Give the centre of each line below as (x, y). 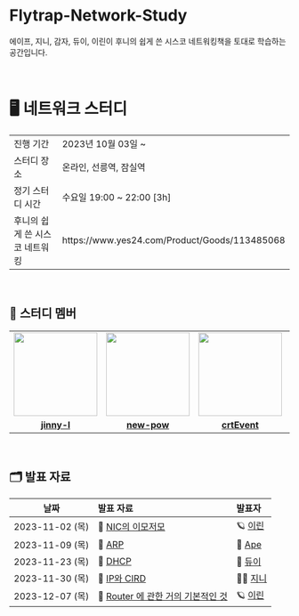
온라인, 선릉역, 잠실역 (104, 167)
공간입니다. (28, 52)
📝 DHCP (114, 561)
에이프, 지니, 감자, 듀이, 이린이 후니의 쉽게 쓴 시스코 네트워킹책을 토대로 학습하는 (148, 41)
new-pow (148, 425)
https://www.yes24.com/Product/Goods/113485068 (174, 239)
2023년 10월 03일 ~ (104, 143)
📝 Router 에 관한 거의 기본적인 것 (163, 596)
